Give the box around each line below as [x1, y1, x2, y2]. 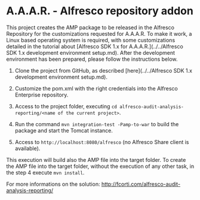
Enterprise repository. [14, 91, 69, 98]
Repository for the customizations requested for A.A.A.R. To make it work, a [6, 30, 192, 37]
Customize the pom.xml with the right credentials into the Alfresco [14, 85, 178, 92]
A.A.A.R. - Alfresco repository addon [6, 4, 194, 18]
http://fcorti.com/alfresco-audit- [101, 180, 181, 187]
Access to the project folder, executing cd [14, 102, 118, 110]
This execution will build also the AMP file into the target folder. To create [6, 156, 186, 163]
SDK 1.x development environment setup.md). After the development [6, 49, 175, 56]
